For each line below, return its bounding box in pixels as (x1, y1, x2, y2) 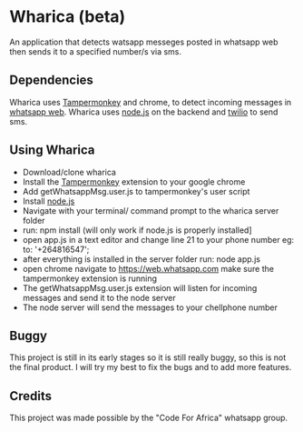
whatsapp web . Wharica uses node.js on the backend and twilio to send (9, 106, 279, 117)
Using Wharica (9, 143, 95, 158)
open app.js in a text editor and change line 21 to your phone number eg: (22, 234, 295, 245)
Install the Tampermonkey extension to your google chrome (22, 176, 246, 187)
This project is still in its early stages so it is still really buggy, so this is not (9, 352, 287, 363)
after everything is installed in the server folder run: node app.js (22, 253, 261, 265)
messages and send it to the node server (22, 292, 176, 303)
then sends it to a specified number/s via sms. (9, 45, 182, 56)
